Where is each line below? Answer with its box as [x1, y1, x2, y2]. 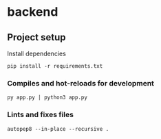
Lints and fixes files [7, 110, 74, 120]
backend [7, 4, 58, 20]
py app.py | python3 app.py [7, 94, 88, 101]
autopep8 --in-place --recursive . [7, 125, 109, 132]
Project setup [7, 31, 67, 43]
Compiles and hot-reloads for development [7, 78, 155, 88]
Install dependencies [7, 49, 67, 58]
